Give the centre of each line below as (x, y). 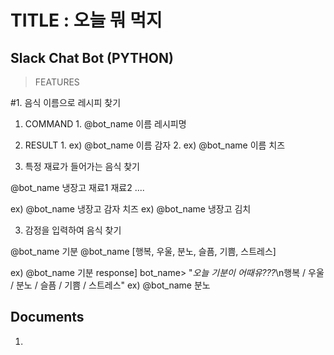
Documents (47, 317)
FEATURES (57, 82)
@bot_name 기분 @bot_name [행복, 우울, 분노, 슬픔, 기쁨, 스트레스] (143, 251)
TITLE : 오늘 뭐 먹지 (86, 20)
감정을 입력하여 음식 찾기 (73, 230)
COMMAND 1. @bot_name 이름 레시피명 (105, 124)
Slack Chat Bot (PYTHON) (92, 57)
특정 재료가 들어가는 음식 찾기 (82, 166)
